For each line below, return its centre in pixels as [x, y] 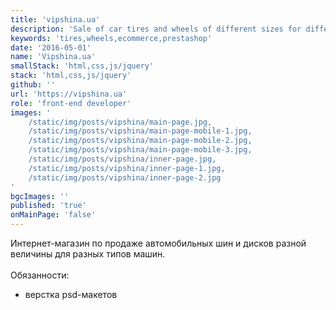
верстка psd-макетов [71, 294]
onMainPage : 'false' [53, 215]
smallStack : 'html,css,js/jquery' [82, 66]
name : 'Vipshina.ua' [53, 57]
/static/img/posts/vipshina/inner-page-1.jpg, [127, 168]
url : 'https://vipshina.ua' [69, 94]
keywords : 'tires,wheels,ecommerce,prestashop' [111, 38]
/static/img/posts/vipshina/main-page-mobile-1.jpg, [140, 131]
